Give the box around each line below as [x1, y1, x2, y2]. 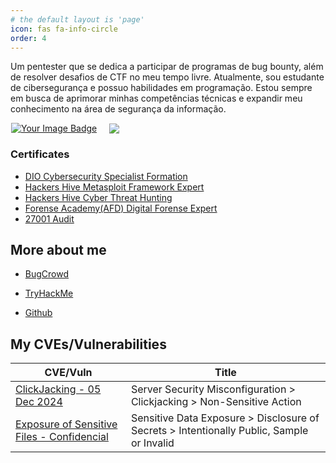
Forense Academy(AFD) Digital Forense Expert [24, 202, 218, 214]
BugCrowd [24, 268, 70, 280]
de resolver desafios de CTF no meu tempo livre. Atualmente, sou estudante [10, 71, 325, 83]
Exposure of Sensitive [15, 417, 118, 431]
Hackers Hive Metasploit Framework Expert [24, 181, 205, 193]
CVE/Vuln [44, 366, 93, 380]
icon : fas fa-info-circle [10, 24, 118, 34]
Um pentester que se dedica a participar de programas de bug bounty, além [10, 61, 324, 73]
